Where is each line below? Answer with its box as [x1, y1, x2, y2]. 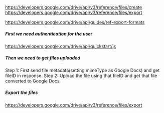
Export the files [5, 89, 38, 95]
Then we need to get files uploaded [5, 54, 81, 60]
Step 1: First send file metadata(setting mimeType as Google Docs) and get [5, 67, 159, 73]
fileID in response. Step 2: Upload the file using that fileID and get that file [5, 72, 157, 78]
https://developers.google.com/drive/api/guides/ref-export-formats [5, 19, 145, 25]
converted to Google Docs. [5, 77, 61, 84]
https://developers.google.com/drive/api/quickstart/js [5, 43, 116, 49]
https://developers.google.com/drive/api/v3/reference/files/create [5, 4, 142, 10]
